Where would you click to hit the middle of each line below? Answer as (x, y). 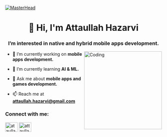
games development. (35, 84)
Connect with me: (27, 114)
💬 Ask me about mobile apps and (46, 79)
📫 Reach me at (28, 94)
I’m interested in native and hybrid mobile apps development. (83, 43)
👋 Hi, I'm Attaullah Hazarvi (83, 28)
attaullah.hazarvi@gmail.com (44, 101)
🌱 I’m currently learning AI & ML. (45, 69)
